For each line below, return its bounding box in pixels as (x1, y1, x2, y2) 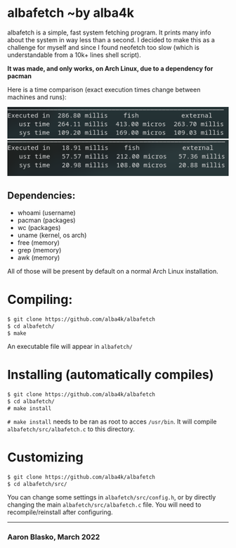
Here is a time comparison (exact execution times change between (7, 85, 201, 94)
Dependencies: (7, 190, 76, 202)
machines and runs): (7, 93, 67, 101)
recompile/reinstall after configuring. (7, 508, 114, 516)
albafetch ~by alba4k (7, 5, 135, 21)
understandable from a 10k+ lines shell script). (7, 51, 142, 59)
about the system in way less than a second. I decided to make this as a (7, 35, 216, 44)
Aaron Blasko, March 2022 (7, 532, 100, 542)
